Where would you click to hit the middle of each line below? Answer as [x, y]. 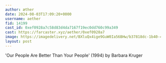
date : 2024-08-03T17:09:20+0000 [38, 14]
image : [12, 37]
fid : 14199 [16, 23]
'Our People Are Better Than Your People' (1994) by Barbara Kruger [74, 55]
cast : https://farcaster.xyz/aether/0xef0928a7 [55, 32]
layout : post [19, 42]
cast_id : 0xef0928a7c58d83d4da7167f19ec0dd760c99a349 [62, 28]
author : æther [20, 10]
